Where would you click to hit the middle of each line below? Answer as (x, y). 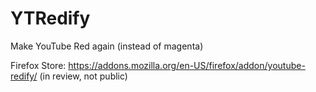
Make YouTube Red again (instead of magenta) (107, 46)
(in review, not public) (83, 76)
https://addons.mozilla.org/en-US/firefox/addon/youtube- (187, 65)
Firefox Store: (38, 65)
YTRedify (50, 18)
